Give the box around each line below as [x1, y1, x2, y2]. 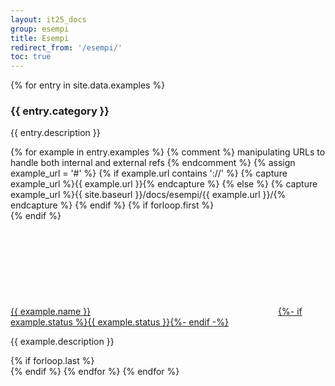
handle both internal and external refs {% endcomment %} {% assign [10, 157, 296, 169]
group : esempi [10, 24, 70, 34]
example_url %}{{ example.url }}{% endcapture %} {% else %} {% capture [10, 178, 318, 190]
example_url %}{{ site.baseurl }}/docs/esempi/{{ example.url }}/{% [10, 189, 287, 201]
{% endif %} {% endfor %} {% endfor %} [10, 366, 180, 378]
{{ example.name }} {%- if [10, 306, 303, 318]
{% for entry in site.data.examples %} [10, 79, 166, 91]
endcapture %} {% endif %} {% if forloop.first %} [10, 199, 215, 211]
